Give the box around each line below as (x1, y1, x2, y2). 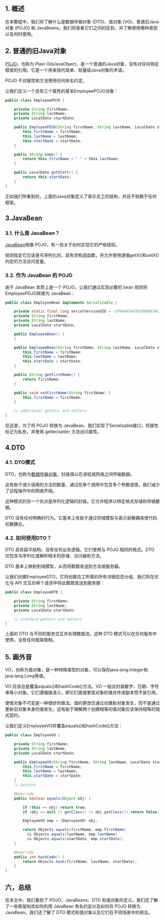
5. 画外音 (5, 652, 32, 661)
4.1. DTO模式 (5, 459, 35, 466)
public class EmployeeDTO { (5, 590, 63, 595)
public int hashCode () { (14, 854, 65, 859)
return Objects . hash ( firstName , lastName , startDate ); (23, 859, 137, 864)
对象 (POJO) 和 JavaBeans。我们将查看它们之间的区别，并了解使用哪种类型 (5, 25, 158, 31)
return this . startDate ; (23, 174, 71, 179)
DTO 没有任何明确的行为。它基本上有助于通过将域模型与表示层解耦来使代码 (5, 514, 157, 521)
